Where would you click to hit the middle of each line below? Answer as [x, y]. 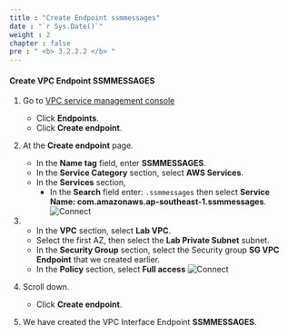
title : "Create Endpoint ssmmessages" [85, 18]
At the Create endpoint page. [78, 145]
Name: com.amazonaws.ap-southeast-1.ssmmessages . [158, 202]
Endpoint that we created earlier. [98, 260]
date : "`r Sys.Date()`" [56, 26]
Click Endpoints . [68, 118]
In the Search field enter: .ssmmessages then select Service [160, 193]
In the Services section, [81, 183]
